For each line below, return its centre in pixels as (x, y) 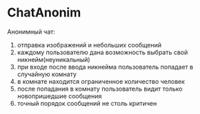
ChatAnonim (44, 13)
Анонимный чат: (31, 32)
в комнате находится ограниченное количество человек (101, 81)
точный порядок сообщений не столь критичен (87, 103)
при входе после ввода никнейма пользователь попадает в (105, 67)
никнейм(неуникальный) (54, 59)
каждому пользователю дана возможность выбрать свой (102, 52)
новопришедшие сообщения (59, 96)
